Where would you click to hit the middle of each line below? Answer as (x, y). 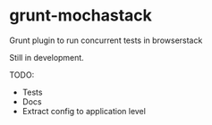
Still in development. (47, 57)
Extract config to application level (84, 111)
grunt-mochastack (81, 16)
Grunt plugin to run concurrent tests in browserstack (106, 40)
